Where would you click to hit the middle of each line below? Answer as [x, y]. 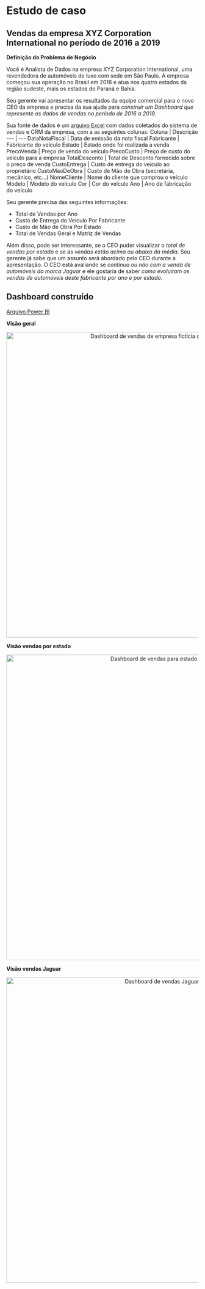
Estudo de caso [46, 11]
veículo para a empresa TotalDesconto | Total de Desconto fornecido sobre [101, 158]
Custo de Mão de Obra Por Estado [58, 227]
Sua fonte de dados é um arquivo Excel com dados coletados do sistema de [102, 125]
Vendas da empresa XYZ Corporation [79, 33]
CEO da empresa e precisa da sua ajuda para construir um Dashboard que [100, 107]
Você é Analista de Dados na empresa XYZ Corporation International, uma [99, 69]
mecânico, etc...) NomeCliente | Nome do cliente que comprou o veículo [97, 177]
